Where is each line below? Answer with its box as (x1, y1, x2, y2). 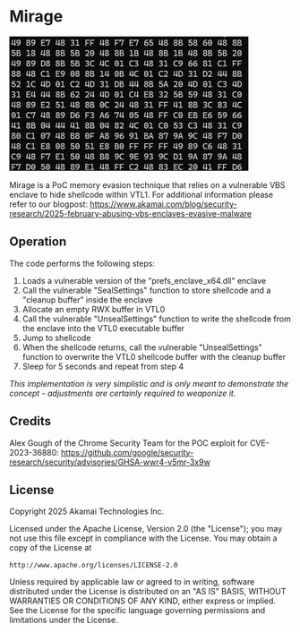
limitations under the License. (9, 615, 118, 626)
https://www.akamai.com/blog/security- (89, 199, 237, 209)
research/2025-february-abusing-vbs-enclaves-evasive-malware (9, 208, 253, 218)
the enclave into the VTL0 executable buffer (21, 322, 185, 333)
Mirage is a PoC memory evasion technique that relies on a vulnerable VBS (9, 179, 286, 190)
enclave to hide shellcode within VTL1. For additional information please (9, 189, 274, 200)
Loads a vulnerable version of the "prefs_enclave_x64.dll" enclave (21, 275, 267, 286)
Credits (9, 414, 52, 429)
